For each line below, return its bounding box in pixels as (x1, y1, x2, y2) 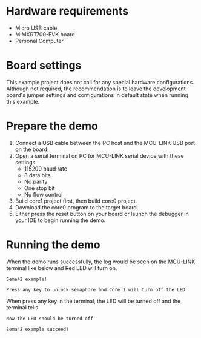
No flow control (24, 191, 63, 198)
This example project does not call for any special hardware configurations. (6, 78, 195, 86)
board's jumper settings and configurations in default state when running (6, 91, 189, 98)
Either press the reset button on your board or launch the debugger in (15, 210, 189, 217)
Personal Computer (15, 37, 64, 44)
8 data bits (24, 171, 51, 178)
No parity (24, 178, 48, 185)
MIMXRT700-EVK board (15, 30, 76, 38)
